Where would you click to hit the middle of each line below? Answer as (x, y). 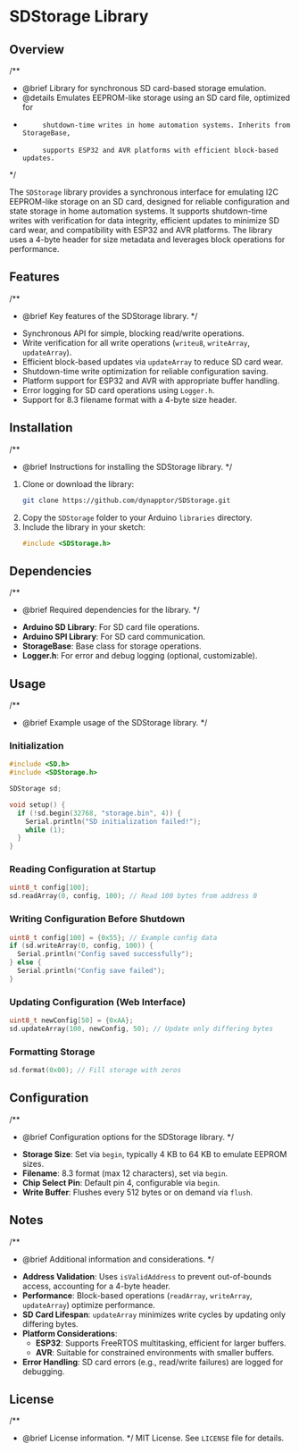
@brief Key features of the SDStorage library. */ (110, 315)
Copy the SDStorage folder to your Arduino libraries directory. (137, 517)
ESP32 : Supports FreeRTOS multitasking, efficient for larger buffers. (161, 1343)
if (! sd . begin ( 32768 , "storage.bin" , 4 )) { (100, 813)
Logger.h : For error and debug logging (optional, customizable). (140, 656)
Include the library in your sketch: (83, 527)
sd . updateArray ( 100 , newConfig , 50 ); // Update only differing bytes (141, 1028)
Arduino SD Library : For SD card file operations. (111, 627)
